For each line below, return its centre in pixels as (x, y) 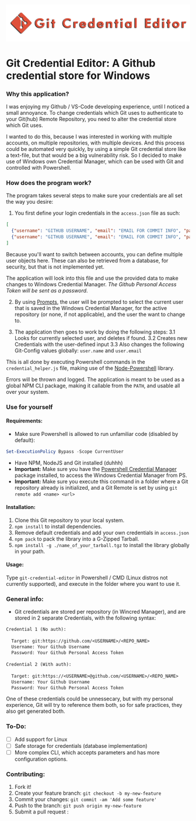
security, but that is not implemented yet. (55, 267)
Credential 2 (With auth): (39, 665)
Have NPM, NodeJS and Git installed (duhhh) (69, 463)
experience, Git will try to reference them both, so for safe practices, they (94, 705)
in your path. (30, 551)
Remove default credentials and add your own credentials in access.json (102, 533)
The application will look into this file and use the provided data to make (92, 278)
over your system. (28, 391)
